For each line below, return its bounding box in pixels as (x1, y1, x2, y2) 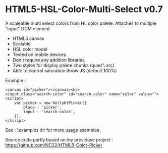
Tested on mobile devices (12, 52, 67, 58)
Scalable (12, 40, 31, 46)
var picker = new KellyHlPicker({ (14, 100, 87, 106)
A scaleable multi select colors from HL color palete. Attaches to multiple (5, 20, 157, 26)
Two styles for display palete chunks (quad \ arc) (12, 62, 115, 68)
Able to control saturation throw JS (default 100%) (12, 67, 117, 74)
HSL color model (12, 46, 48, 52)
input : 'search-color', (23, 109, 76, 114)
